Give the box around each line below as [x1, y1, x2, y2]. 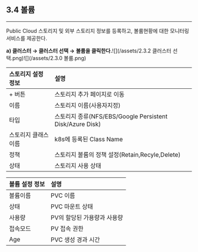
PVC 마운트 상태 [50, 202, 93, 210]
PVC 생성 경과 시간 [50, 236, 100, 244]
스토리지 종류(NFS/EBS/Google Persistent [54, 112, 168, 120]
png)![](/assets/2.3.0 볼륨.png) [12, 54, 87, 61]
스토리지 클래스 [9, 131, 49, 139]
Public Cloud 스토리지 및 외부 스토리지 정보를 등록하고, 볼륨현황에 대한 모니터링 [6, 27, 190, 34]
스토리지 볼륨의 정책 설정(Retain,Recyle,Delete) [54, 150, 181, 158]
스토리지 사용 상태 [54, 161, 101, 170]
